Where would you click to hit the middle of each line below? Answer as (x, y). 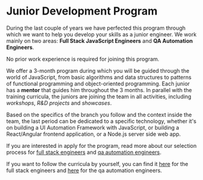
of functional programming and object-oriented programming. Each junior (98, 84)
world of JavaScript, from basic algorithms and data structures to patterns (99, 77)
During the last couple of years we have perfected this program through (96, 28)
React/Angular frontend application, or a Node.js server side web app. (94, 134)
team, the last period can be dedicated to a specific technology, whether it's (101, 121)
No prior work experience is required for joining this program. (83, 59)
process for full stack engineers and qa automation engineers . (84, 152)
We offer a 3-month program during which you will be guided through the (98, 70)
